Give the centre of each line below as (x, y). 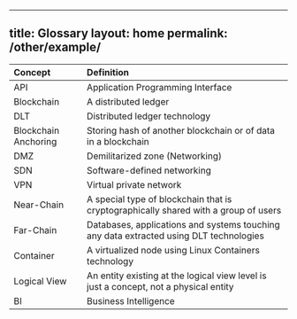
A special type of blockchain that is (160, 198)
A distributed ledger (128, 101)
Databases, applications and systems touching (183, 224)
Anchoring (35, 141)
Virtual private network (134, 184)
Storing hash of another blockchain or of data (181, 130)
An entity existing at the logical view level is (177, 276)
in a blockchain (118, 141)
